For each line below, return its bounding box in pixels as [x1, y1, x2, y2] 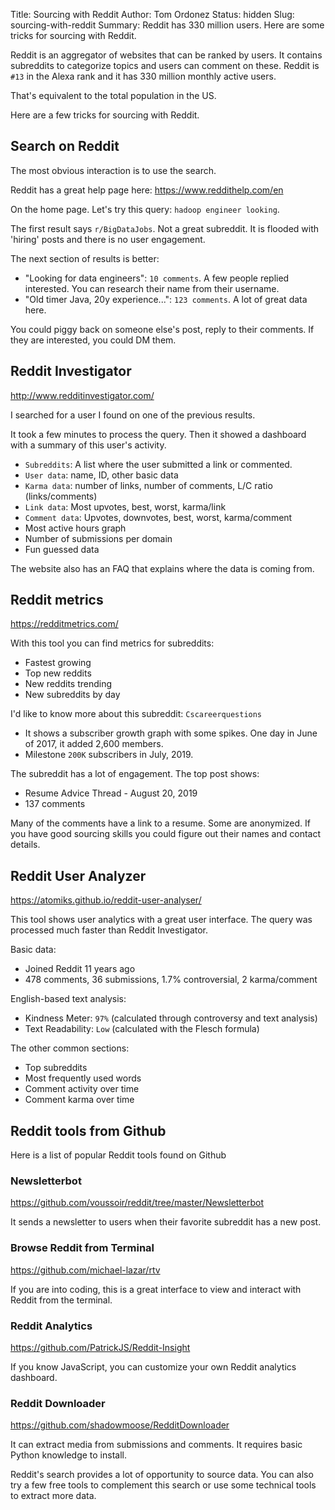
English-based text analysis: [10, 993, 127, 1005]
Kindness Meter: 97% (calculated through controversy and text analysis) [24, 1012, 318, 1024]
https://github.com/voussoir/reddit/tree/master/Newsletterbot [10, 1197, 265, 1209]
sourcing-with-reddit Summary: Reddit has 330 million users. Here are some [10, 19, 325, 31]
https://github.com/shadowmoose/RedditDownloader [10, 1419, 230, 1431]
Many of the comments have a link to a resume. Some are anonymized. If [10, 817, 311, 829]
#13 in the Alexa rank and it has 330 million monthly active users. [10, 70, 277, 82]
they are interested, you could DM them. [10, 334, 177, 346]
